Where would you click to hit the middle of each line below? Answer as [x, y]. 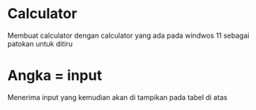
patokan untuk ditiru [40, 43]
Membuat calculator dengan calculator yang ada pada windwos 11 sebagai [128, 35]
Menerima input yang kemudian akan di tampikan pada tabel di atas [117, 97]
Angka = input [55, 76]
